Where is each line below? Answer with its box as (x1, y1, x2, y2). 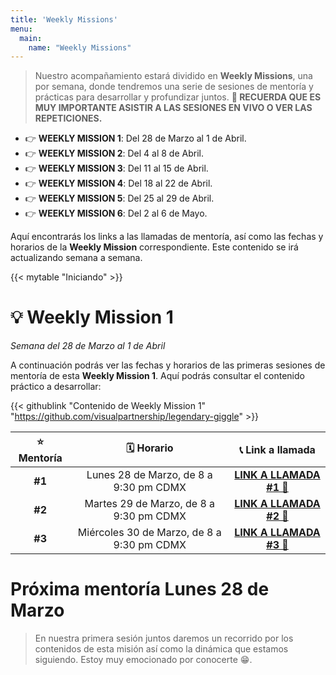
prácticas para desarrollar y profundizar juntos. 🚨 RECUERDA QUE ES (34, 91, 322, 103)
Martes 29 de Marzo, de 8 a (84, 497, 216, 511)
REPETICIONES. (34, 112, 103, 125)
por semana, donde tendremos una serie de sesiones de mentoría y (34, 81, 314, 93)
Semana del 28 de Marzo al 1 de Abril (10, 340, 166, 352)
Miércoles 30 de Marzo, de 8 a (77, 526, 222, 540)
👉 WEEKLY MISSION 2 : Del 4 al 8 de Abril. (24, 147, 204, 160)
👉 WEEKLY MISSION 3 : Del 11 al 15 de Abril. (24, 162, 209, 175)
